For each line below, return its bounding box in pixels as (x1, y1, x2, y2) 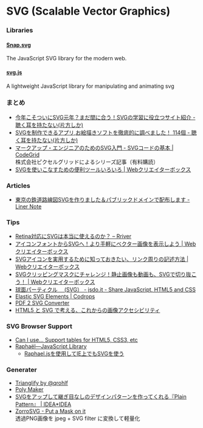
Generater (6, 365, 38, 374)
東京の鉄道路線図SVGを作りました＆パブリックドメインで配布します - (15, 196, 190, 204)
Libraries (6, 26, 33, 35)
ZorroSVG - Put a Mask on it (15, 407, 86, 415)
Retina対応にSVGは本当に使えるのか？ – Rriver (15, 233, 132, 240)
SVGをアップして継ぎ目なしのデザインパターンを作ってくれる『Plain (15, 393, 187, 400)
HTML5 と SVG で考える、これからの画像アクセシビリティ (15, 307, 160, 314)
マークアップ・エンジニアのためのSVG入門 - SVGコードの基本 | (15, 144, 174, 151)
